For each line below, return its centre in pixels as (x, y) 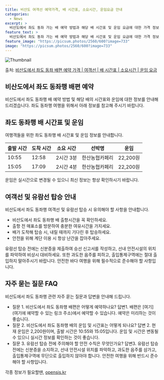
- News (16, 19)
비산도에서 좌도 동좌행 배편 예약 (50, 87)
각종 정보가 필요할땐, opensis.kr (36, 372)
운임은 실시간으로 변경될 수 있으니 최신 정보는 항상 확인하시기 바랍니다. (72, 180)
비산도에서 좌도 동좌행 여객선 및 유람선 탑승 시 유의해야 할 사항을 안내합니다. (77, 210)
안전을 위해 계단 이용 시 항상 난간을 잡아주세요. (56, 238)
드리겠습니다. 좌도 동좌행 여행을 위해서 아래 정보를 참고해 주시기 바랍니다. (75, 106)
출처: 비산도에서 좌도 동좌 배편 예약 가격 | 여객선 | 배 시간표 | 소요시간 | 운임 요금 (81, 70)
